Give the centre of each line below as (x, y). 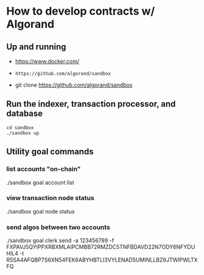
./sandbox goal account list (40, 182)
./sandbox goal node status (40, 211)
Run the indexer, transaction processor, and (91, 104)
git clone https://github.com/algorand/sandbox (74, 85)
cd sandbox (20, 127)
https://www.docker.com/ (47, 61)
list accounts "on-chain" (44, 169)
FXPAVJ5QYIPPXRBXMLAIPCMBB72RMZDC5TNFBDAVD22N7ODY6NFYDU (101, 247)
